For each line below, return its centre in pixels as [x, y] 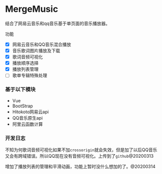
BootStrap [22, 106]
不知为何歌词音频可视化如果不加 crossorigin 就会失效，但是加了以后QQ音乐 [81, 150]
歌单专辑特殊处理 [30, 76]
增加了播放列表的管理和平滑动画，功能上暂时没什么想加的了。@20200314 [80, 166]
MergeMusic [32, 9]
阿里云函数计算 [27, 124]
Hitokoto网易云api [30, 112]
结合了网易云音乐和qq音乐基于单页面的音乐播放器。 [58, 23]
